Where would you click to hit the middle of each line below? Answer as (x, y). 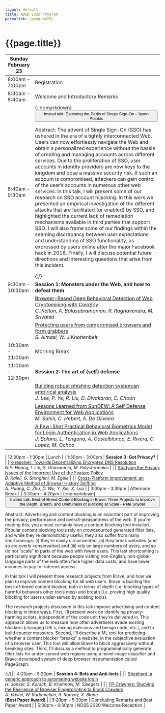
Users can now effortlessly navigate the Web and (92, 142)
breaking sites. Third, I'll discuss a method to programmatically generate (78, 648)
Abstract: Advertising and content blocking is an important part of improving (82, 515)
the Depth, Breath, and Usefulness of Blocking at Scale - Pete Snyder (82, 504)
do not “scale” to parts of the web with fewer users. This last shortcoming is (82, 551)
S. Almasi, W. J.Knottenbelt (66, 337)
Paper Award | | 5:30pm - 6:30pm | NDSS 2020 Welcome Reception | (75, 705)
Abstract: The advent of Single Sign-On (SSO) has (93, 130)
